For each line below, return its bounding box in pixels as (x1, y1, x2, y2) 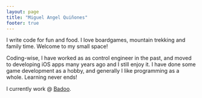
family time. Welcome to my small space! (6, 43, 108, 50)
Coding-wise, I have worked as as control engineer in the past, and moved (6, 55, 192, 62)
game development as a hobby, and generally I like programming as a (6, 67, 180, 75)
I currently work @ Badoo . (6, 85, 71, 93)
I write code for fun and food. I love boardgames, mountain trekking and (6, 37, 186, 44)
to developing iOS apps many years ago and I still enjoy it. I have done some (6, 61, 196, 68)
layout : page (6, 8, 39, 15)
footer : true (6, 20, 39, 26)
